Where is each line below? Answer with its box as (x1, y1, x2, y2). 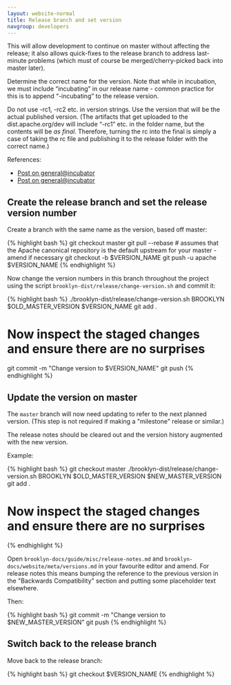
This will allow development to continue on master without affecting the (7, 42, 210, 50)
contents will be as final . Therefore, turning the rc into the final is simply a (7, 127, 217, 135)
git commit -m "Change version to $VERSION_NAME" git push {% (7, 364, 194, 373)
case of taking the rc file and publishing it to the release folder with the (7, 135, 208, 143)
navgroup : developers (7, 23, 70, 30)
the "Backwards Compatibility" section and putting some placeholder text (7, 576, 216, 585)
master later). (7, 64, 46, 73)
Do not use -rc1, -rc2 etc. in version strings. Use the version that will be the (7, 105, 221, 114)
